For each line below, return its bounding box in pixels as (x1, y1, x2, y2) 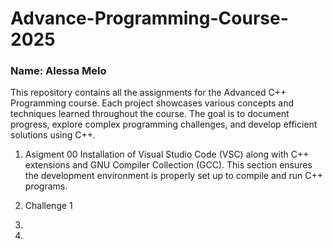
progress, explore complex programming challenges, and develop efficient (10, 118, 318, 131)
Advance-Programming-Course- (10, 7, 289, 30)
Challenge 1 (24, 200, 73, 212)
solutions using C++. (10, 129, 97, 141)
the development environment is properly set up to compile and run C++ (24, 170, 324, 182)
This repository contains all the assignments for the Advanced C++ (10, 87, 287, 99)
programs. (24, 180, 68, 192)
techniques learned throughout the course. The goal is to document (10, 108, 290, 120)
